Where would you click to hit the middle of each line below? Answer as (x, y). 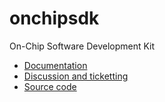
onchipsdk (54, 18)
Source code (50, 86)
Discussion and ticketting (76, 76)
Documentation (55, 65)
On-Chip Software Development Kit (82, 46)
